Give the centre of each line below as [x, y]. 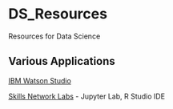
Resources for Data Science [54, 36]
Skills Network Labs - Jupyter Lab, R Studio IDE [87, 96]
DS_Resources [58, 14]
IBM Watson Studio [40, 80]
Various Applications [62, 61]
